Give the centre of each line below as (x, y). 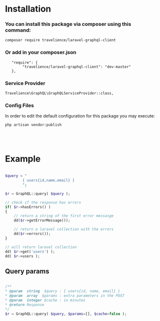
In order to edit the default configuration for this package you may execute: (80, 116)
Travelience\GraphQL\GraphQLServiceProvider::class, (59, 93)
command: (18, 30)
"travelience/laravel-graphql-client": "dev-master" (77, 67)
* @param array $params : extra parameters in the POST (65, 296)
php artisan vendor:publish (33, 125)
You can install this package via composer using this (68, 24)
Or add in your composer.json (41, 52)
